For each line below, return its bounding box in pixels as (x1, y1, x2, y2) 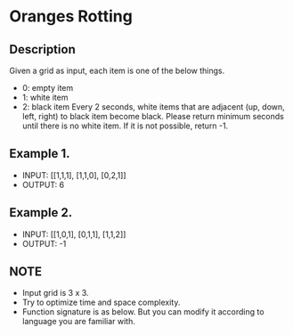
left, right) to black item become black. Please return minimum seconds (21, 111, 285, 121)
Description (9, 42, 76, 57)
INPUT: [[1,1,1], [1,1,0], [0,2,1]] (21, 169, 126, 180)
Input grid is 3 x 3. (21, 288, 89, 298)
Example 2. (9, 205, 73, 220)
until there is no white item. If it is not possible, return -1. (21, 120, 229, 131)
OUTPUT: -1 (21, 238, 67, 249)
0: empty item (21, 83, 74, 93)
